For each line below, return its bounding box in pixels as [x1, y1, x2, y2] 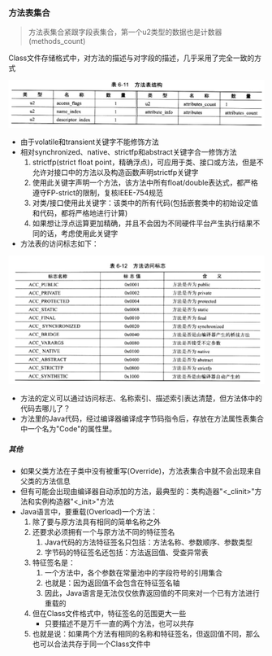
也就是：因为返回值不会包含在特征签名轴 [44, 578, 180, 588]
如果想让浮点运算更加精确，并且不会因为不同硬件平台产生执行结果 [32, 218, 253, 229]
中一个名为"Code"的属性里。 [19, 424, 116, 434]
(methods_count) [28, 37, 86, 46]
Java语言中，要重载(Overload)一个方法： [19, 507, 158, 517]
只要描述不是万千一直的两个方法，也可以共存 [44, 619, 195, 628]
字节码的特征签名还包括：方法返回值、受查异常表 [44, 548, 209, 558]
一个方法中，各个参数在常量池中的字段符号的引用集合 [44, 568, 223, 578]
